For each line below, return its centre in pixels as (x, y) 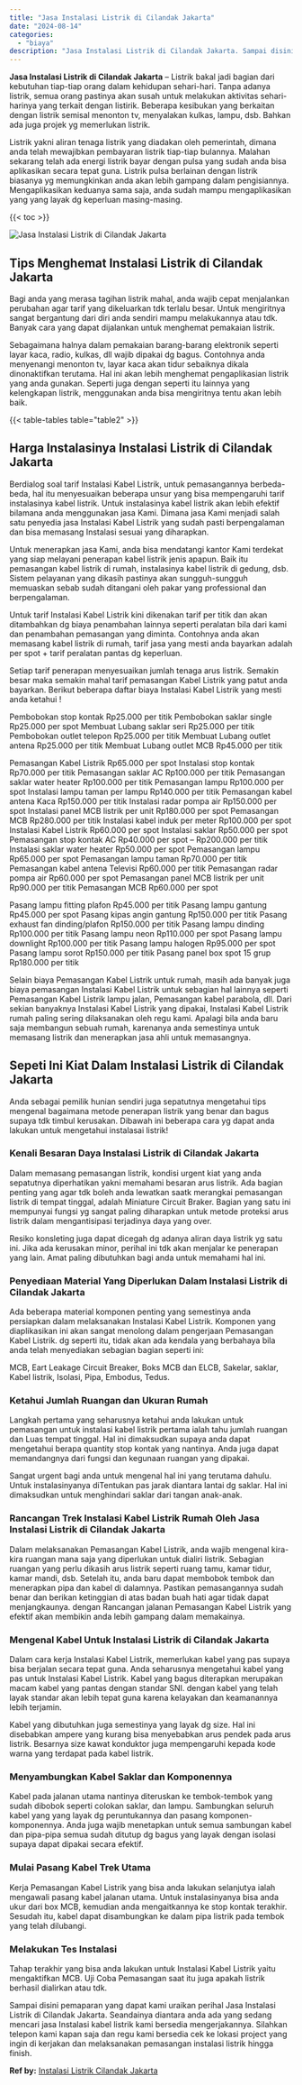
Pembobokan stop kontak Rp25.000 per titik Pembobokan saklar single (141, 717)
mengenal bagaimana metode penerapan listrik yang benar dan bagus (139, 1111)
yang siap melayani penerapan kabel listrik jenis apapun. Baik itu (129, 559)
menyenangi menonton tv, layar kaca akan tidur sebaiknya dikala (129, 364)
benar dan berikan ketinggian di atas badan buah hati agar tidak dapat (139, 1597)
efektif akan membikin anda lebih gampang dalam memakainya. (127, 1616)
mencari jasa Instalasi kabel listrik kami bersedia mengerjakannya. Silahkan (148, 2024)
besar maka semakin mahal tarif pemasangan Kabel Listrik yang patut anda (148, 680)
